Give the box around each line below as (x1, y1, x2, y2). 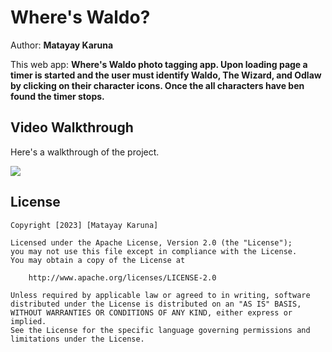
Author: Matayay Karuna (10, 39, 114, 51)
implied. (10, 316, 47, 326)
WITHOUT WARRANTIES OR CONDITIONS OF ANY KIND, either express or (10, 307, 293, 318)
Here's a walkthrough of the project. (10, 146, 160, 158)
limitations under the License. (10, 334, 145, 344)
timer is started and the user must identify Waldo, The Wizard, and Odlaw (10, 69, 322, 81)
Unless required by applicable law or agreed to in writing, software (10, 290, 311, 300)
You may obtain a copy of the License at (10, 255, 186, 265)
